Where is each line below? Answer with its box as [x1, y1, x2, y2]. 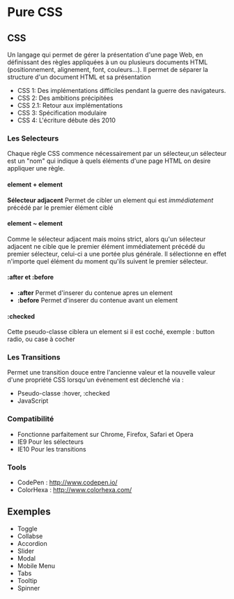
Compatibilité [7, 414, 54, 424]
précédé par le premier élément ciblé [7, 203, 114, 212]
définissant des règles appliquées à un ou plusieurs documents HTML [7, 58, 208, 66]
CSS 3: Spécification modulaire [17, 109, 107, 117]
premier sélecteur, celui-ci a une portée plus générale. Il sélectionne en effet [7, 250, 227, 258]
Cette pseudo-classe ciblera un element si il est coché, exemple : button [7, 328, 214, 336]
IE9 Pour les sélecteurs [17, 438, 84, 446]
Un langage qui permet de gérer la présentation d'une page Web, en [7, 50, 203, 59]
